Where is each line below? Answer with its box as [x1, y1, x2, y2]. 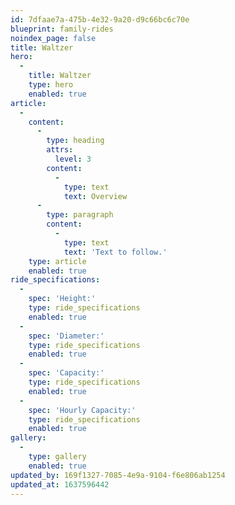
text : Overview [63, 191, 128, 201]
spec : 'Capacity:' [28, 368, 105, 378]
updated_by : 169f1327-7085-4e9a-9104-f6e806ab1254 [10, 470, 226, 480]
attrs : [46, 145, 74, 155]
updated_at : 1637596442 [10, 479, 110, 490]
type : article [28, 256, 87, 266]
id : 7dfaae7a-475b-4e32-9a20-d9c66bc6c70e [10, 14, 190, 25]
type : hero [28, 80, 74, 90]
